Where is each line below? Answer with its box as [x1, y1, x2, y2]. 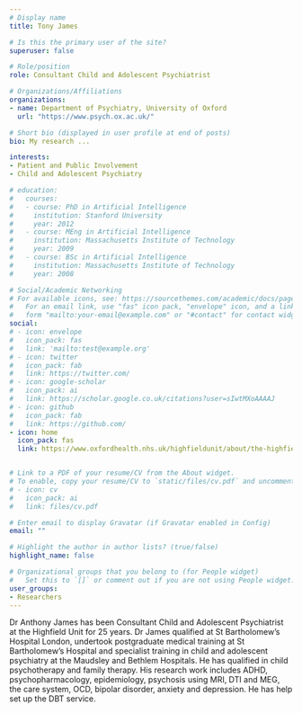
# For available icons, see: [9, 294, 119, 303]
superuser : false [9, 46, 75, 55]
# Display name [9, 13, 67, 22]
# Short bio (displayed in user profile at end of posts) [9, 128, 231, 138]
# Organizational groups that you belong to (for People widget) [9, 567, 259, 576]
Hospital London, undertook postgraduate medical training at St [9, 636, 245, 647]
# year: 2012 [9, 219, 75, 228]
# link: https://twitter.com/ [9, 370, 130, 379]
